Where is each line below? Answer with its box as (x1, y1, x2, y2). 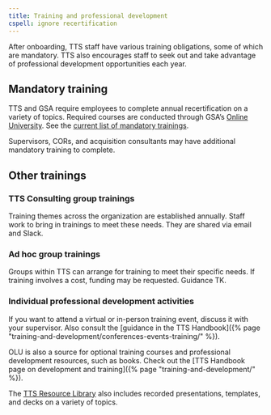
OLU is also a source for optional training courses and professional (8, 347, 231, 357)
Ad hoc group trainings (8, 248, 101, 260)
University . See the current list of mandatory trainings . (8, 121, 189, 130)
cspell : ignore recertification (8, 19, 117, 28)
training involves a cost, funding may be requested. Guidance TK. (8, 276, 227, 286)
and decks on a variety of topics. (8, 397, 118, 407)
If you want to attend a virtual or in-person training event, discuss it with (8, 314, 249, 324)
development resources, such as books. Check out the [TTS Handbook (8, 355, 245, 365)
